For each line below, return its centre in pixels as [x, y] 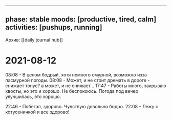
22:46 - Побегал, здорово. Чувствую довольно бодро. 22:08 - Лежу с [82, 106]
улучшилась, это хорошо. [33, 96]
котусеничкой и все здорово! [37, 112]
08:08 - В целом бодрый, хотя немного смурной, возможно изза [76, 74]
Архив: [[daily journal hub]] [34, 39]
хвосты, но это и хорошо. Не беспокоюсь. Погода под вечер [72, 91]
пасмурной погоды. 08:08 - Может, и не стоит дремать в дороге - [78, 80]
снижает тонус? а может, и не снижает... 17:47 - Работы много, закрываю [86, 86]
